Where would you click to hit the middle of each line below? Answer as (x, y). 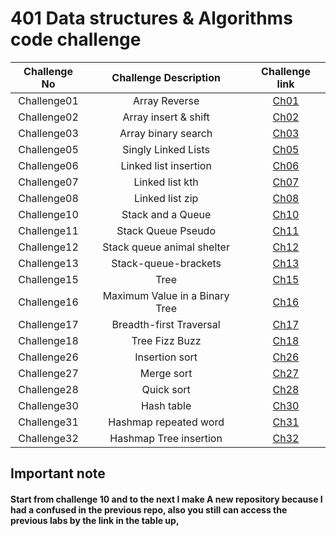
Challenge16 (48, 302)
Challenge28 (48, 389)
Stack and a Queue (166, 214)
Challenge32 (48, 438)
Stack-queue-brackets (166, 263)
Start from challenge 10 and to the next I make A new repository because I (166, 499)
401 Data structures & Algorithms (151, 18)
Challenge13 (48, 263)
